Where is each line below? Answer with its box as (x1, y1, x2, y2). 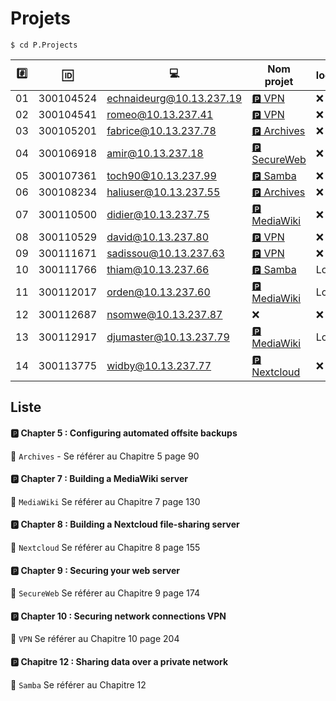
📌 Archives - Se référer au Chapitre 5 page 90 (10, 450, 200, 462)
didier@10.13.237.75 (106, 207, 210, 221)
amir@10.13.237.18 (106, 146, 204, 160)
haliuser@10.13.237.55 (106, 185, 221, 199)
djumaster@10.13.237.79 (106, 330, 230, 344)
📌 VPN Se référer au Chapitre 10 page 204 (10, 633, 180, 645)
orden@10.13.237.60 (106, 285, 211, 299)
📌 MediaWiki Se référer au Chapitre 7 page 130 (10, 495, 201, 507)
